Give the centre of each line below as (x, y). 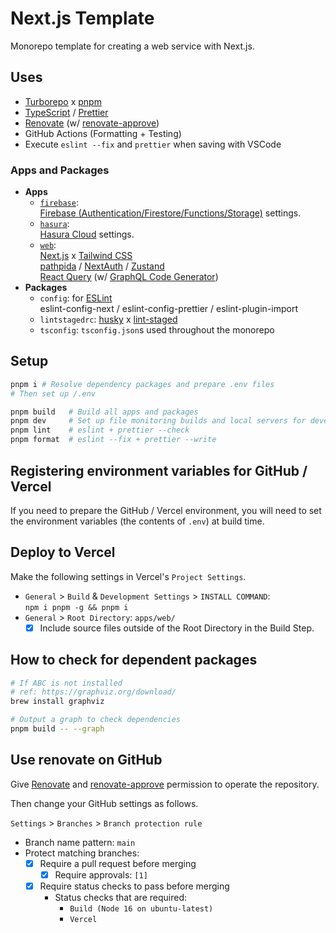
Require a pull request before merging (118, 863)
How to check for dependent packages (134, 660)
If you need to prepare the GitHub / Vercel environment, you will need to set (166, 510)
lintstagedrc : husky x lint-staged (108, 319)
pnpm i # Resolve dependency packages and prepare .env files (142, 384)
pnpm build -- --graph (57, 729)
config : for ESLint (76, 298)
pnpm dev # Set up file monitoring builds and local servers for (158, 421)
